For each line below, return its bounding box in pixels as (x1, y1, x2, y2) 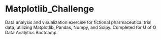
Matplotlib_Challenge (5, 3, 95, 14)
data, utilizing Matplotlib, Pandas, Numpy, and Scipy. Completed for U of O (5, 24, 157, 30)
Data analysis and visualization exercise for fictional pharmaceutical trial (5, 19, 152, 25)
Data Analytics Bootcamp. (5, 29, 58, 35)
